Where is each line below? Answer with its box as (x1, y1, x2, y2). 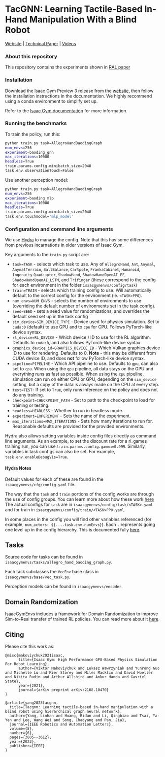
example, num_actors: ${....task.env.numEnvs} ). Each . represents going (5, 521, 155, 527)
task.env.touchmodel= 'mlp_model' (5, 214, 74, 219)
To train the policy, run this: (5, 131, 61, 137)
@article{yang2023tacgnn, (5, 700, 58, 705)
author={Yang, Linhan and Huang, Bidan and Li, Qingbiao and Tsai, (9, 713, 151, 719)
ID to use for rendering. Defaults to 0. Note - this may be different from (12, 350, 156, 356)
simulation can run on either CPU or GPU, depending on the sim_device (12, 376, 157, 382)
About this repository (5, 53, 58, 60)
